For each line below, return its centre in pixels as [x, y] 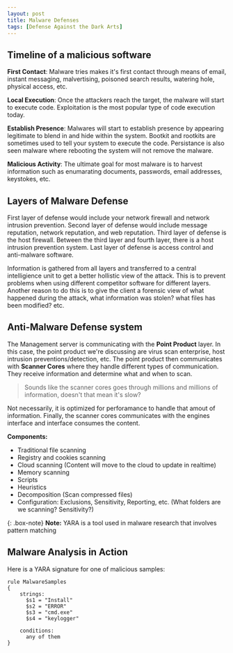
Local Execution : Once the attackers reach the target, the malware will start [116, 100]
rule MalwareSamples [37, 582]
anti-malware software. [41, 255]
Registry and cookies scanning [62, 457]
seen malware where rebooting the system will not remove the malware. [110, 151]
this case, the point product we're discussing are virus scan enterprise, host [116, 351]
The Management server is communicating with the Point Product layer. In [114, 344]
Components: [27, 436]
